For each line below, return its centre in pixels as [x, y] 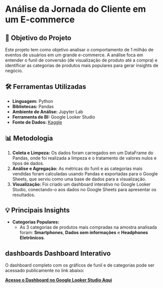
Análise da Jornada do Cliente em [76, 9]
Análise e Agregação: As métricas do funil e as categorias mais [77, 168]
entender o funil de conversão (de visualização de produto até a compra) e [81, 60]
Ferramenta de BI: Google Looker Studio [54, 117]
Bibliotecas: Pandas [33, 106]
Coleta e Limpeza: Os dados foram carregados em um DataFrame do [83, 153]
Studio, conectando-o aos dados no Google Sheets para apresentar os [84, 189]
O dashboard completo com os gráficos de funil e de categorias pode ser [80, 265]
